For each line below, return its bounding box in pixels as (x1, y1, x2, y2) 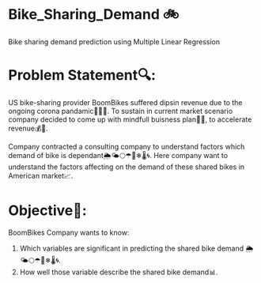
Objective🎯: (8, 202, 87, 220)
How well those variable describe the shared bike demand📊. (19, 267, 218, 277)
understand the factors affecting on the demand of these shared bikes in (8, 162, 245, 172)
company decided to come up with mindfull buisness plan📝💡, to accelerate (8, 115, 252, 124)
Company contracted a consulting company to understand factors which (8, 141, 245, 151)
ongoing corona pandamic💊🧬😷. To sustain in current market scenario (8, 106, 233, 115)
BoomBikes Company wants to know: (8, 228, 130, 237)
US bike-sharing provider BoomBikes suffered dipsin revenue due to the (8, 97, 243, 107)
